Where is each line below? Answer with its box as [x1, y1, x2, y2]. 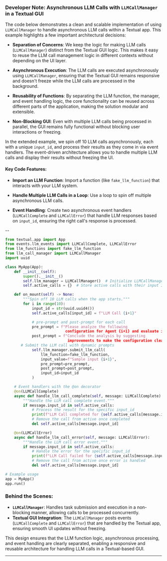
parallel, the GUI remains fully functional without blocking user [12, 124, 140, 130]
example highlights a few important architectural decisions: [5, 32, 126, 38]
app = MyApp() [5, 476, 35, 481]
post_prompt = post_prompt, [40, 366, 94, 371]
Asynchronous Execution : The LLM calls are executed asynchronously [12, 67, 159, 73]
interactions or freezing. [12, 129, 62, 135]
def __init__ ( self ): [14, 269, 57, 274]
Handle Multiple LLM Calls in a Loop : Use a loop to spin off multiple [12, 192, 152, 198]
